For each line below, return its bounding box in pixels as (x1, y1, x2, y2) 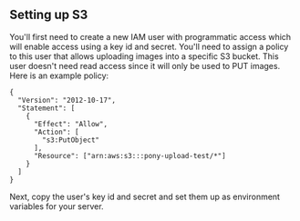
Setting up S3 (9, 7, 88, 23)
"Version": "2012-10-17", (17, 95, 117, 105)
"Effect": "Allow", (33, 119, 108, 128)
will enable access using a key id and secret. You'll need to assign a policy (9, 41, 289, 52)
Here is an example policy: (9, 70, 109, 81)
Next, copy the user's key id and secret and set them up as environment (9, 191, 281, 202)
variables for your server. (9, 200, 104, 212)
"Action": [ (33, 127, 79, 136)
